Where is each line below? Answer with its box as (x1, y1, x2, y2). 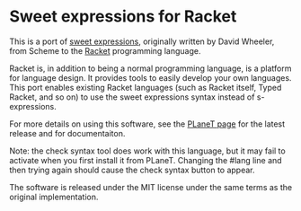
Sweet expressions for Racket (9, 6, 237, 27)
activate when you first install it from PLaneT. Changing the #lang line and (9, 154, 282, 165)
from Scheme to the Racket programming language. (9, 45, 201, 56)
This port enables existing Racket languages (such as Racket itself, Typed (9, 82, 282, 92)
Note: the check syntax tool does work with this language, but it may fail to (9, 145, 286, 156)
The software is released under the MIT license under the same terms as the (9, 181, 293, 192)
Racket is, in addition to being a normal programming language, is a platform (9, 63, 292, 74)
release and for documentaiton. (9, 127, 126, 138)
